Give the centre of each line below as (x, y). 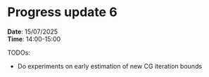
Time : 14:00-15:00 (34, 38)
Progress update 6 (62, 12)
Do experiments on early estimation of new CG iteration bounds (110, 66)
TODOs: (19, 52)
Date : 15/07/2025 (33, 31)
